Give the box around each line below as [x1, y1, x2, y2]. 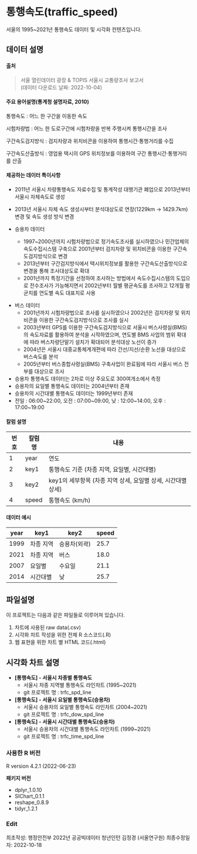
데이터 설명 [6, 45, 44, 55]
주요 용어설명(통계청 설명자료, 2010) [6, 98, 89, 106]
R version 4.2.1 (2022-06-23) [6, 762, 76, 769]
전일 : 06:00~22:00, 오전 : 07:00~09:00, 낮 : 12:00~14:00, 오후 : [14, 397, 166, 404]
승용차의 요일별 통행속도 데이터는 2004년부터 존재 [14, 382, 130, 389]
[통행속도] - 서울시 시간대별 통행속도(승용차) [14, 718, 116, 725]
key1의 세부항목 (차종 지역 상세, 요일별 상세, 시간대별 [49, 477, 187, 485]
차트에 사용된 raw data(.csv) [14, 624, 81, 631]
